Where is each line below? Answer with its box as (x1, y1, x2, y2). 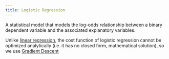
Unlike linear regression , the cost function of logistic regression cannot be (5, 37, 162, 43)
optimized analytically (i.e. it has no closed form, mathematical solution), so (5, 42, 164, 49)
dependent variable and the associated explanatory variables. (5, 27, 136, 33)
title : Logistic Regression (5, 7, 66, 13)
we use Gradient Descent (5, 48, 59, 54)
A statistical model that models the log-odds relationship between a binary (5, 22, 163, 28)
